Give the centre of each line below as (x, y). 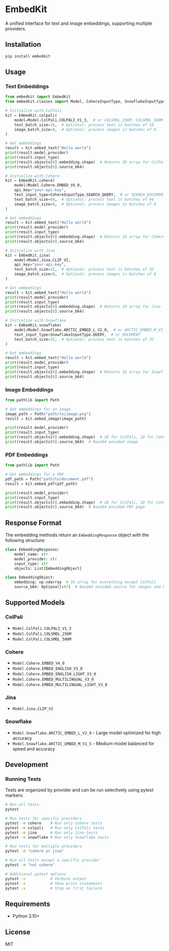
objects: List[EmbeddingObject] (48, 568)
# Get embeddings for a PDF (35, 474)
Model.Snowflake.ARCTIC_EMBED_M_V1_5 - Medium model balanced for (83, 743)
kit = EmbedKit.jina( (28, 255)
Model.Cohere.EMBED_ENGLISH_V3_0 (48, 669)
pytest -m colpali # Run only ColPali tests (55, 828)
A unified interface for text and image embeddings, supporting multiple (79, 23)
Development (27, 765)
